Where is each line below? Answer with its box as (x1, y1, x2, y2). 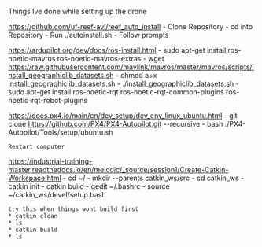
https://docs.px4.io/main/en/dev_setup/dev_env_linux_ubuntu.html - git (8, 111, 238, 120)
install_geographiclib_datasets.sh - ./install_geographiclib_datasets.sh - (8, 79, 239, 88)
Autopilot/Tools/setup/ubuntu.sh (8, 127, 113, 137)
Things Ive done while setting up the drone (8, 7, 147, 16)
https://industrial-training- (8, 157, 93, 166)
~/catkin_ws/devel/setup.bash (8, 190, 106, 199)
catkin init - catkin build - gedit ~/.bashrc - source (8, 182, 171, 191)
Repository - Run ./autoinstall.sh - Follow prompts (8, 31, 169, 39)
